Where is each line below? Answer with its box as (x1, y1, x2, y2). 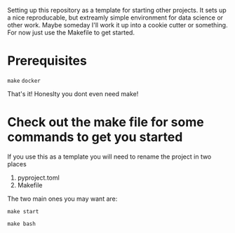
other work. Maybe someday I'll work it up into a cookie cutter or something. (7, 21, 228, 29)
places (7, 159, 27, 168)
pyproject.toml (17, 173, 60, 182)
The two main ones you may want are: (7, 194, 118, 203)
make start (7, 208, 39, 215)
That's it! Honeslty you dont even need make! (7, 89, 139, 98)
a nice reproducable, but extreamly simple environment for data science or (7, 13, 223, 22)
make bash (7, 220, 36, 227)
